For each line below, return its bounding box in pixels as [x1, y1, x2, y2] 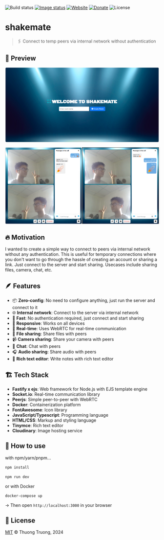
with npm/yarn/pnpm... [5, 455, 51, 461]
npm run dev [5, 474, 29, 479]
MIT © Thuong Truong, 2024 [5, 529, 63, 535]
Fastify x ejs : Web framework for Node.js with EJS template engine [12, 386, 148, 392]
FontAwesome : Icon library [12, 407, 67, 413]
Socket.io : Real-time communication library [12, 391, 100, 397]
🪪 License [5, 516, 36, 524]
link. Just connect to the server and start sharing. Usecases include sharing [5, 262, 157, 268]
